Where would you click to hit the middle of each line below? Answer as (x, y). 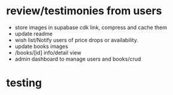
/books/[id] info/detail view (48, 52)
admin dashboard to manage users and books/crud (78, 59)
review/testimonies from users (84, 11)
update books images (41, 46)
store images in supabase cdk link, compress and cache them (91, 27)
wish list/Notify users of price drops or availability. (76, 40)
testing (24, 83)
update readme (33, 33)
